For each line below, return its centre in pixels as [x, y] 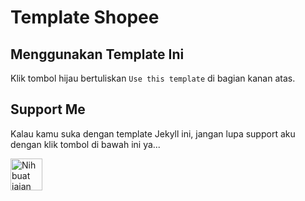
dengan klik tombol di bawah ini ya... [85, 144]
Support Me [48, 109]
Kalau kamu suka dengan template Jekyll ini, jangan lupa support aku [153, 133]
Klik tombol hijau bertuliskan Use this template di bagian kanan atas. [153, 78]
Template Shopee [85, 17]
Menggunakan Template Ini [97, 54]
